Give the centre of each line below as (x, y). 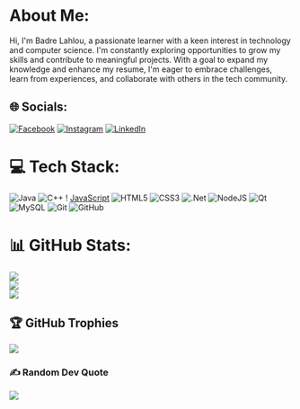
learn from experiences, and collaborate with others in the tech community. (149, 78)
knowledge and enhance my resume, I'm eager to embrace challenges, (141, 69)
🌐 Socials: (39, 107)
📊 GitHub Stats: (71, 245)
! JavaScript (88, 198)
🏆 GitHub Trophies (64, 323)
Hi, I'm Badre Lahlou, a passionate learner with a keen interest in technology (150, 40)
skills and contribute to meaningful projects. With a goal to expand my (139, 59)
